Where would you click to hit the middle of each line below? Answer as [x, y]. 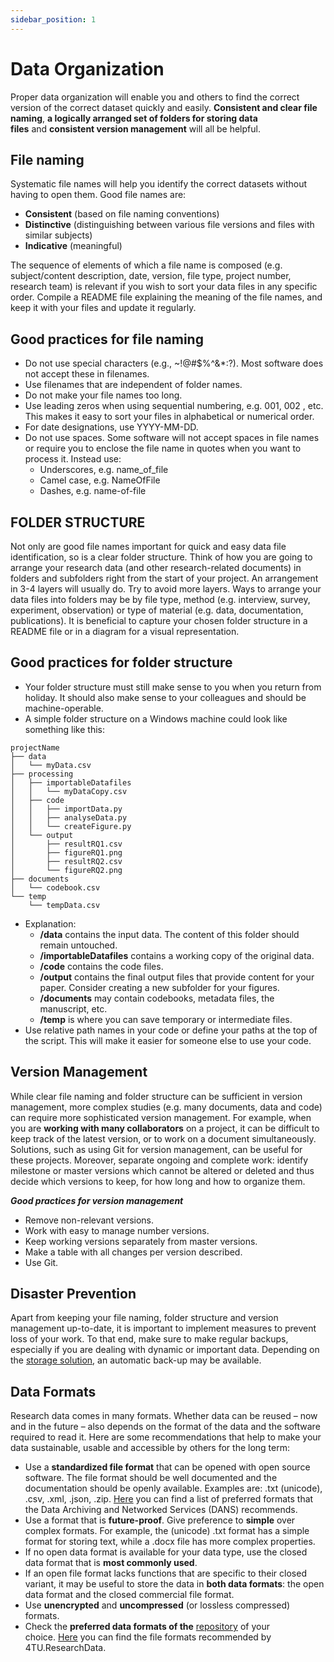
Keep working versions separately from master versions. [141, 1241]
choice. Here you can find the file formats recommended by [148, 1637]
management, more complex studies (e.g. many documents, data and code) [166, 1107]
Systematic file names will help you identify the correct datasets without [159, 184]
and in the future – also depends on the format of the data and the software [165, 1427]
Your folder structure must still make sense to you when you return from [173, 687]
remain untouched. [78, 945]
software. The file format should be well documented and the [151, 1478]
